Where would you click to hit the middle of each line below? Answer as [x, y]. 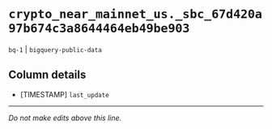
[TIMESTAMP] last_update [64, 94]
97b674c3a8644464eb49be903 [99, 29]
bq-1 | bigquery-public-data [55, 49]
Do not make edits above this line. [65, 118]
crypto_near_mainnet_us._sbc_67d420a [136, 14]
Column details [47, 75]
